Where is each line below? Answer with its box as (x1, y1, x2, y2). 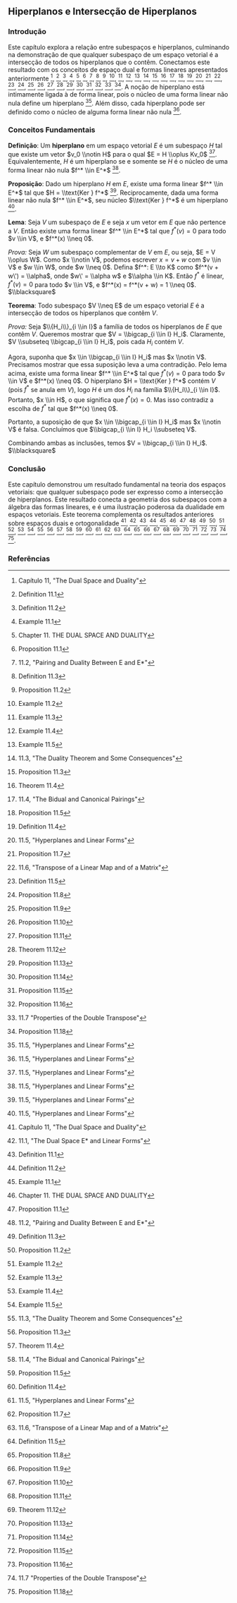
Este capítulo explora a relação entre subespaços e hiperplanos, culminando (8, 42, 230, 51)
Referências (8, 554, 51, 563)
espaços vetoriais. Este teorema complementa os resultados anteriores (8, 510, 214, 518)
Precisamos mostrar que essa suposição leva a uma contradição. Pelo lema (8, 360, 227, 369)
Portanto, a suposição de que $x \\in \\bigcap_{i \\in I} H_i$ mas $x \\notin (8, 417, 222, 426)
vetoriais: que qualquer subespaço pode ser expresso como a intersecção (8, 487, 224, 496)
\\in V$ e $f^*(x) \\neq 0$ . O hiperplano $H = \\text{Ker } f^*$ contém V (8, 377, 216, 385)
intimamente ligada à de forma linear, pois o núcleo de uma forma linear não (8, 90, 229, 98)
